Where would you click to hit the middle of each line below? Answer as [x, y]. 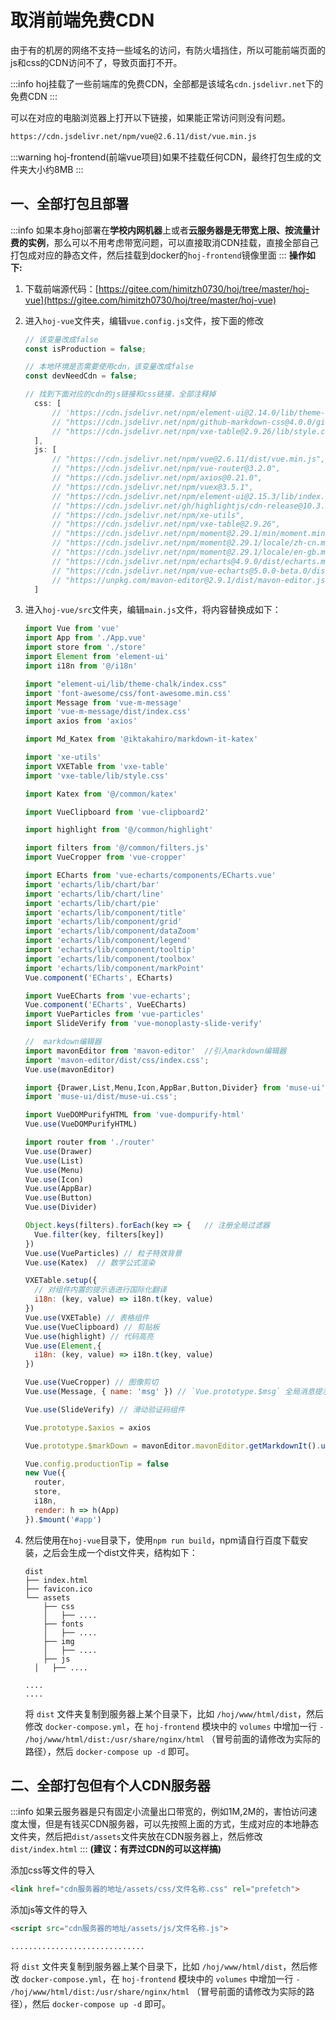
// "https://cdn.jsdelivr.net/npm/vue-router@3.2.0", [166, 469]
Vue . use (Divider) [61, 1207]
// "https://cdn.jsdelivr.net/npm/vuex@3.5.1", [152, 487]
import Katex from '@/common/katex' [101, 794]
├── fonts [63, 1624]
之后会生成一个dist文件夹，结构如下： [120, 1552]
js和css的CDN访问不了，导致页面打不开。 [96, 62]
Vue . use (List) [54, 1161]
